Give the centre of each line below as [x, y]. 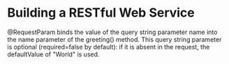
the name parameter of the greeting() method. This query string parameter [114, 39]
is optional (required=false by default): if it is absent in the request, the [109, 47]
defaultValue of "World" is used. [53, 54]
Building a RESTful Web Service [101, 13]
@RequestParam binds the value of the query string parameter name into [112, 32]
